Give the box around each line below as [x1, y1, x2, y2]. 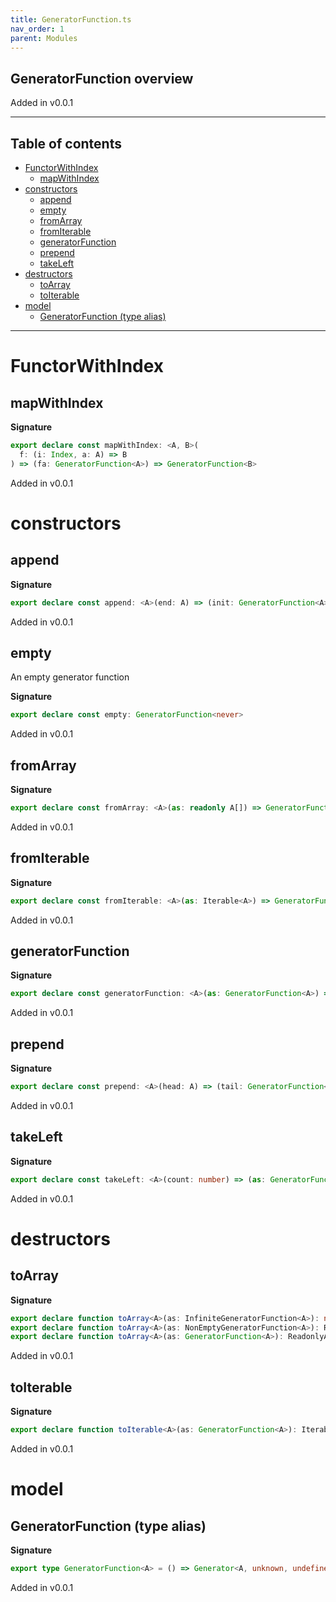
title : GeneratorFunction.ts [10, 14, 132, 25]
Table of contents [10, 135, 122, 152]
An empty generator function [10, 671, 130, 683]
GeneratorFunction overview [10, 70, 194, 87]
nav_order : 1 [10, 24, 65, 34]
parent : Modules [10, 33, 78, 43]
